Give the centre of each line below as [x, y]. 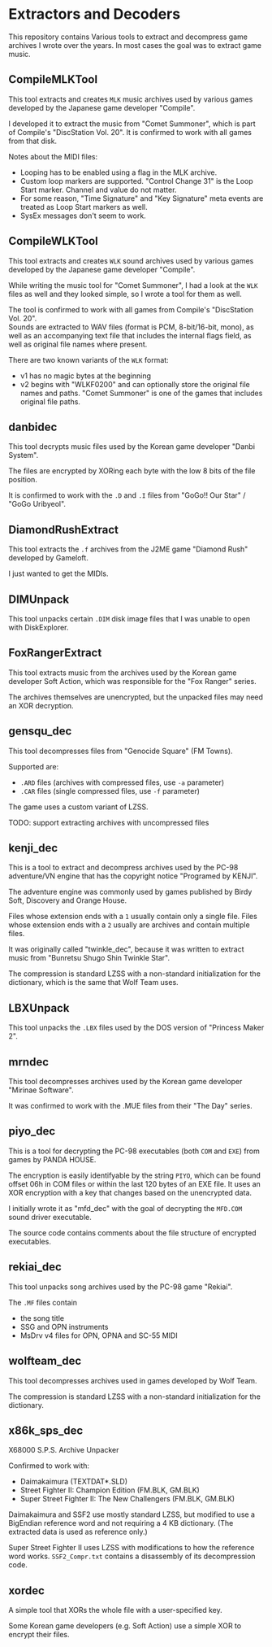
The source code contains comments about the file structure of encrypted [133, 1232]
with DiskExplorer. [39, 627]
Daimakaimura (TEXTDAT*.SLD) [74, 1482]
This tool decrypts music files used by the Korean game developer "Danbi [132, 447]
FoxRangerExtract [55, 653]
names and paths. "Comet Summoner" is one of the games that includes [141, 393]
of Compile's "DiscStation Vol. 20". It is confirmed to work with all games [130, 132]
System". [24, 455]
